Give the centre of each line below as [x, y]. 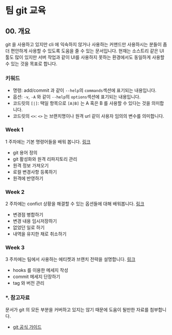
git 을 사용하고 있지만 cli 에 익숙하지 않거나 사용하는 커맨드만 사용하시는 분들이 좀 [86, 44]
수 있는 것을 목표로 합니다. [31, 64]
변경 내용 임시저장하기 [35, 221]
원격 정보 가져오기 [31, 165]
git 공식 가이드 [27, 327]
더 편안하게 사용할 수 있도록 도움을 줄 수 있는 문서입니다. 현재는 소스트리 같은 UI [85, 51]
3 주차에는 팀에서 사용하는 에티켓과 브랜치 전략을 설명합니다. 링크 [70, 259]
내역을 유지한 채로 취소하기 [40, 234]
